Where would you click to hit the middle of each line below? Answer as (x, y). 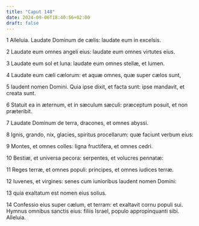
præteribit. (19, 111)
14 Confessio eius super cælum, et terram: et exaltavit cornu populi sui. (95, 205)
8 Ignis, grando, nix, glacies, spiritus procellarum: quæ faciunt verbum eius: (100, 135)
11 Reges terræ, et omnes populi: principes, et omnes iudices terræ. (90, 170)
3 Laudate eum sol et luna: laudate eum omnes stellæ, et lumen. (86, 63)
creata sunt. (21, 93)
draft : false (23, 23)
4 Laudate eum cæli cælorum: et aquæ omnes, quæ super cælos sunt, (94, 75)
